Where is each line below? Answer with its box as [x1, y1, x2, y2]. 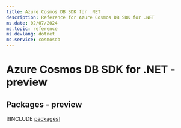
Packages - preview [6, 99, 82, 109]
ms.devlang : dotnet [6, 31, 55, 37]
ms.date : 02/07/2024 [6, 20, 58, 26]
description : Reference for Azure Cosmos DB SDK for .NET [6, 14, 155, 20]
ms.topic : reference [6, 25, 58, 32]
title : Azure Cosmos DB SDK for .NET [6, 8, 101, 15]
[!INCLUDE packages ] [6, 115, 61, 122]
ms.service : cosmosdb [6, 37, 61, 43]
